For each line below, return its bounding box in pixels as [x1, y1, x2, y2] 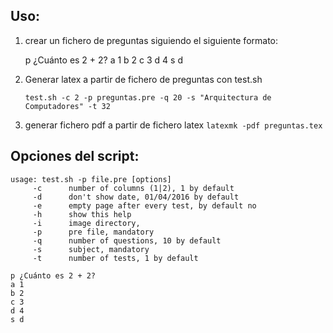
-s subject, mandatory [32, 244, 150, 254]
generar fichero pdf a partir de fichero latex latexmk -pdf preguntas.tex [24, 119, 323, 131]
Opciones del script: [10, 148, 140, 165]
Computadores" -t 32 [24, 101, 111, 111]
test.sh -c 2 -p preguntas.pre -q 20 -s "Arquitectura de [24, 92, 272, 103]
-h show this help [32, 209, 132, 219]
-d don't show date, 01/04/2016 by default [32, 192, 240, 202]
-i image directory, [32, 218, 141, 228]
